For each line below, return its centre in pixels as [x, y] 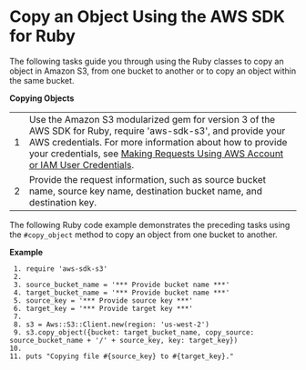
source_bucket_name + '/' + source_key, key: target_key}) [124, 340]
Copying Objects [42, 98]
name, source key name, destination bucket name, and [145, 191]
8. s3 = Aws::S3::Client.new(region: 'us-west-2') [111, 325]
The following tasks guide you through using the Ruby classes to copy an [147, 61]
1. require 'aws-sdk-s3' [60, 269]
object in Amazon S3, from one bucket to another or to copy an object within [153, 71]
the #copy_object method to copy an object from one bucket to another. [143, 235]
